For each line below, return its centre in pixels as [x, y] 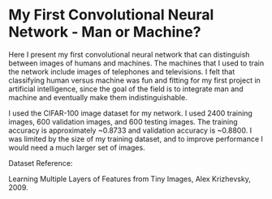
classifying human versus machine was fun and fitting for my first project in [135, 80]
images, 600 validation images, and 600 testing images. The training [123, 121]
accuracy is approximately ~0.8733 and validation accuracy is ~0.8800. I [130, 130]
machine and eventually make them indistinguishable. [98, 97]
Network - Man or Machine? [105, 32]
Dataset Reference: [41, 163]
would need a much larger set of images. [77, 147]
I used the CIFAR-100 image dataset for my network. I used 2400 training [131, 113]
